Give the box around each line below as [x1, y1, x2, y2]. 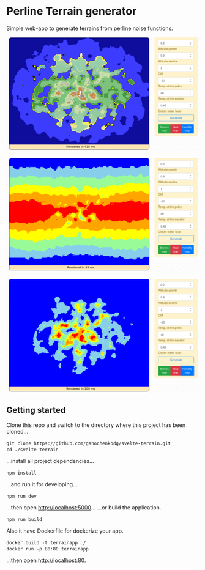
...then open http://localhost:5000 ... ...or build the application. [6, 503, 162, 511]
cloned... [6, 427, 29, 435]
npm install [6, 470, 37, 476]
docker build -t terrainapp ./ [6, 539, 86, 546]
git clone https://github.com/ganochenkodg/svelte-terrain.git [6, 440, 171, 446]
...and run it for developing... [6, 480, 78, 487]
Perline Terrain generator [6, 4, 137, 18]
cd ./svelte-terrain [6, 446, 59, 453]
